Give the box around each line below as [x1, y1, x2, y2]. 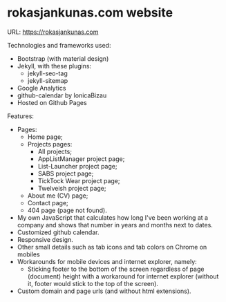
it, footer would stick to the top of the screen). [27, 279, 159, 287]
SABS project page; [37, 169, 94, 178]
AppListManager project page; [37, 154, 125, 163]
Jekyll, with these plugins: [17, 62, 92, 70]
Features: [7, 112, 35, 120]
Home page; [27, 133, 64, 141]
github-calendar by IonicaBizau [17, 91, 107, 100]
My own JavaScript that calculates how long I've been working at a [17, 213, 209, 222]
